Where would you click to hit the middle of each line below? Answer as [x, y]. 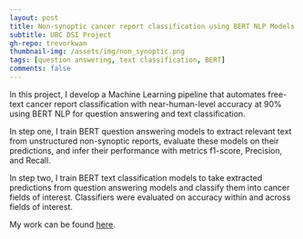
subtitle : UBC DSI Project [61, 35]
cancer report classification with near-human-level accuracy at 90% [154, 104]
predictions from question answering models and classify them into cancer [150, 187]
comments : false [40, 69]
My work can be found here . [63, 224]
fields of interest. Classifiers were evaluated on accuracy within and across [150, 197]
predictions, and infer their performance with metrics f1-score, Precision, [146, 150]
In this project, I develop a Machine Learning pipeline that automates [138, 94]
